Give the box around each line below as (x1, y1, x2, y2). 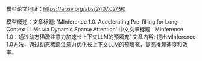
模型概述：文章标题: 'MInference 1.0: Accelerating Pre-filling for (6, 18, 164, 25)
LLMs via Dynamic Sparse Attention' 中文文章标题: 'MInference (27, 26, 184, 33)
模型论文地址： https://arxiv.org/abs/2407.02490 (6, 5, 126, 12)
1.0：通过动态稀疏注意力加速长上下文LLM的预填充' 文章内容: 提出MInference (6, 33, 196, 40)
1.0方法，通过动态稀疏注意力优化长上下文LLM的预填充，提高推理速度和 (6, 41, 183, 48)
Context (6, 26, 26, 33)
